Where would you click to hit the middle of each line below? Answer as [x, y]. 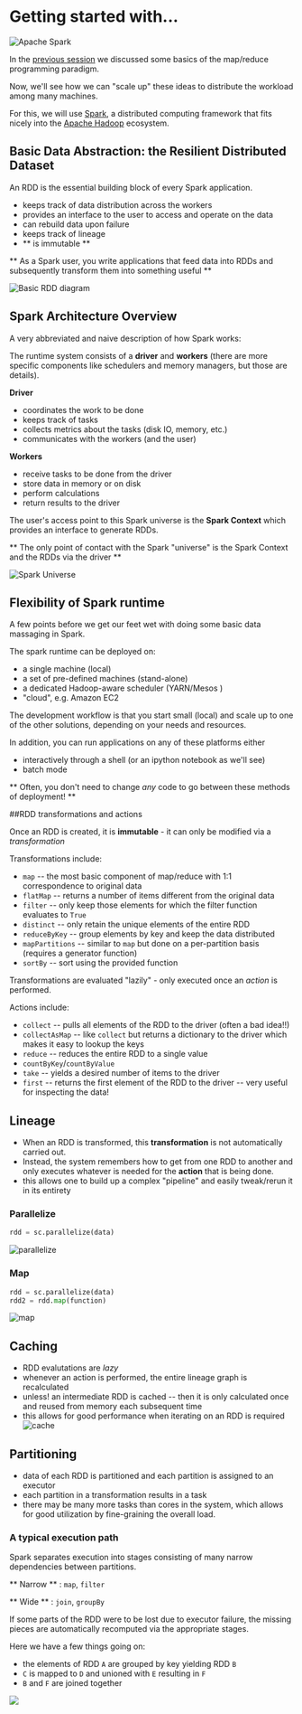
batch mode [45, 769]
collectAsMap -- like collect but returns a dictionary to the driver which [155, 1035]
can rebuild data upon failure [76, 224]
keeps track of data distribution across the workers [117, 204]
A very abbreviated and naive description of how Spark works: [125, 338]
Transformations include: [55, 859]
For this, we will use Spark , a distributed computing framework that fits [141, 113]
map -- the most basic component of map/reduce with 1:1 [127, 876]
